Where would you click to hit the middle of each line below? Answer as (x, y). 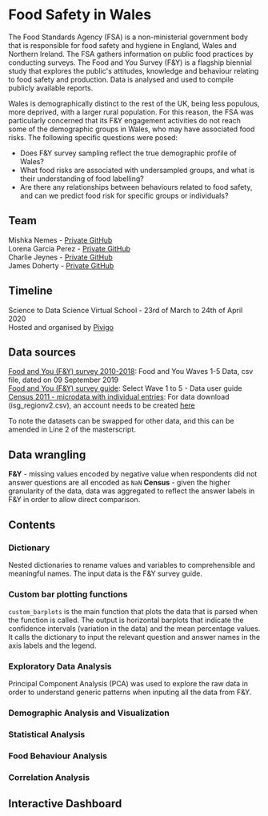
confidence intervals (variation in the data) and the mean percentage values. (134, 629)
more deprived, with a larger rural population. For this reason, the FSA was (131, 112)
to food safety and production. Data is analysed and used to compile (121, 79)
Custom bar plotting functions (68, 594)
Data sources (42, 352)
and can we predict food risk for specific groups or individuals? (124, 195)
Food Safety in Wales (80, 15)
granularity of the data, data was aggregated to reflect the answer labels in (132, 491)
